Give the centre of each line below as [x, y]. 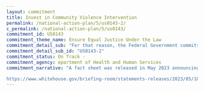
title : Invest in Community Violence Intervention [72, 17]
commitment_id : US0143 [35, 34]
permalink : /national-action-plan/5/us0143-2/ [66, 23]
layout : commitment [31, 12]
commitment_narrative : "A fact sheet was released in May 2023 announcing [103, 68]
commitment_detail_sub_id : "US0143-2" [55, 51]
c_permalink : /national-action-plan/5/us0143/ [66, 29]
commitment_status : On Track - [46, 57]
